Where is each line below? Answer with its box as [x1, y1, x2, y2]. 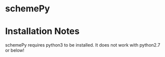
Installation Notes [5, 26, 80, 37]
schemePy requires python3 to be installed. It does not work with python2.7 [5, 42, 161, 48]
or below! [5, 48, 25, 54]
